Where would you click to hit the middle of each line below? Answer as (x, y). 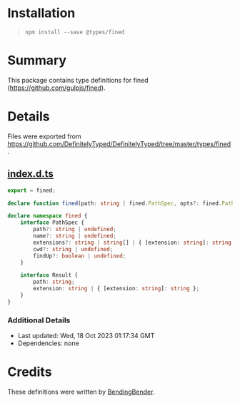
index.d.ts (30, 174)
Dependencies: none (49, 343)
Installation (41, 13)
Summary (37, 60)
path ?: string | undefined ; (75, 230)
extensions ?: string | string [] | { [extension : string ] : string (132, 243)
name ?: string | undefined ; (75, 236)
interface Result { (49, 275)
